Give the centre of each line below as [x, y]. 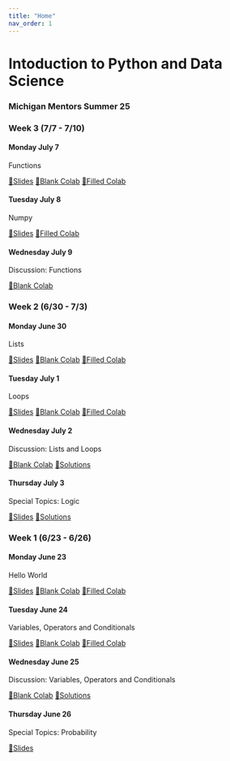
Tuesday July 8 [35, 200]
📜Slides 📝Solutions [40, 517]
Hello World [28, 575]
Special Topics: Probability [53, 732]
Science [36, 81]
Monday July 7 [34, 148]
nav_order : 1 [30, 24]
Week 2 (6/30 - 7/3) [48, 307]
